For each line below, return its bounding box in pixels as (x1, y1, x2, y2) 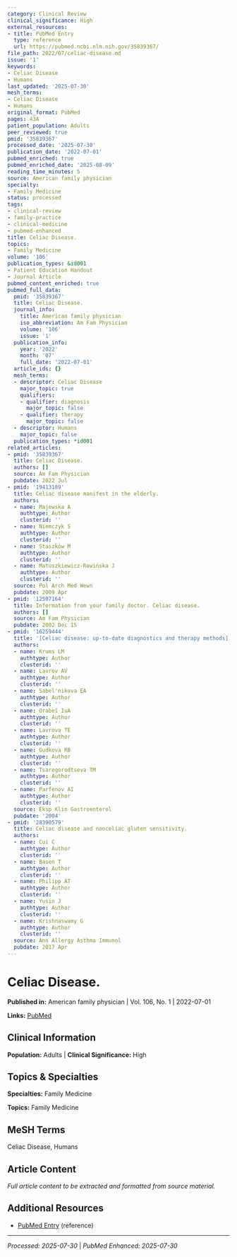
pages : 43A (7, 115, 39, 122)
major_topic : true (20, 385, 74, 392)
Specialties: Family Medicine (7, 1089, 92, 1098)
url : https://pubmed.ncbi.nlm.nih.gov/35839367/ (13, 43, 159, 50)
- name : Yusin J (13, 898, 61, 905)
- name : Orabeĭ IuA (13, 707, 71, 714)
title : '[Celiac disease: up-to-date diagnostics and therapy (13, 635, 200, 642)
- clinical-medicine (7, 221, 68, 228)
